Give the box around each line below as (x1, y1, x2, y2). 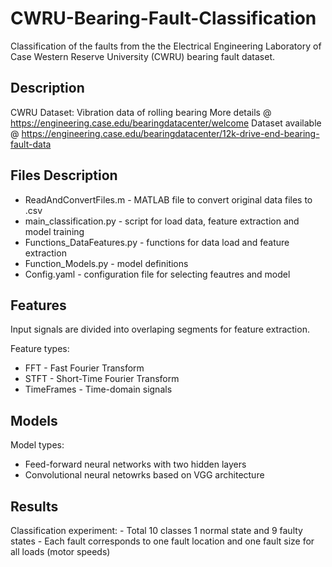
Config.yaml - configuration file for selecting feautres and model (24, 268, 291, 280)
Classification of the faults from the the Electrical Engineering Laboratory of (10, 40, 322, 52)
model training (24, 225, 85, 237)
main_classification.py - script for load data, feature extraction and (24, 215, 300, 227)
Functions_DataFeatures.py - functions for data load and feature (24, 236, 290, 248)
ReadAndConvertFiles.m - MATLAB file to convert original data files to (24, 193, 313, 206)
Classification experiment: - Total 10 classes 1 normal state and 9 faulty (10, 525, 303, 536)
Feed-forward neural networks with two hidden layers (24, 458, 247, 471)
